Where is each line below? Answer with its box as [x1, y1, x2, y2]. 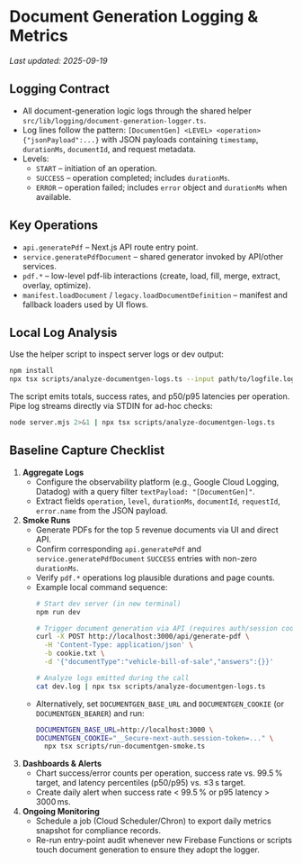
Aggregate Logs [22, 467, 84, 477]
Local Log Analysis [9, 324, 118, 340]
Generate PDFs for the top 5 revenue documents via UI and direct [35, 524, 279, 535]
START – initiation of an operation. [35, 162, 157, 173]
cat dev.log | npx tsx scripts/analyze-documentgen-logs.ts [35, 682, 266, 691]
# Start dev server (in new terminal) [35, 599, 182, 608]
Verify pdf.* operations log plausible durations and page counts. [35, 572, 276, 583]
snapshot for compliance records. [35, 825, 162, 836]
